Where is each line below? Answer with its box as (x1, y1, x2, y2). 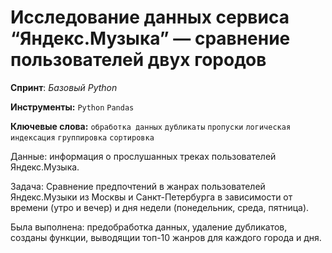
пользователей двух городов (10, 49, 267, 71)
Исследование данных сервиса (10, 6, 290, 29)
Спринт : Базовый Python (10, 81, 118, 93)
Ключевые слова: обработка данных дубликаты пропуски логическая (10, 120, 292, 132)
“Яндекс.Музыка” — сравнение (10, 27, 291, 50)
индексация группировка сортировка (10, 132, 155, 143)
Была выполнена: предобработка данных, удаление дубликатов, (10, 221, 288, 233)
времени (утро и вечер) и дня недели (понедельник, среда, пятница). (10, 201, 310, 213)
